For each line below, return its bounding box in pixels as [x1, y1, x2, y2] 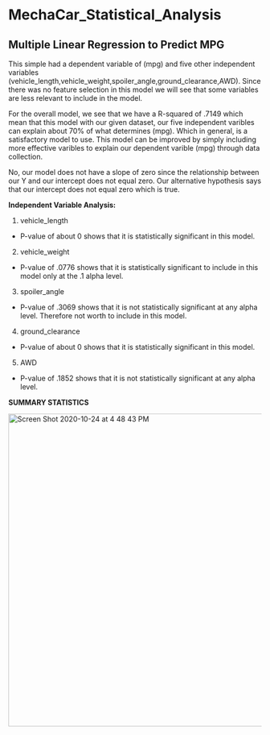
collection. [8, 152, 43, 161]
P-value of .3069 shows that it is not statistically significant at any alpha [19, 302, 258, 312]
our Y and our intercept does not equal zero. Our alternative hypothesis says [8, 176, 262, 185]
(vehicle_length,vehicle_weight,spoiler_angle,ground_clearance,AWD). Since [8, 77, 261, 85]
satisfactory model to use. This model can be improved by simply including [8, 135, 257, 144]
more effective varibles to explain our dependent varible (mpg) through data [8, 143, 260, 152]
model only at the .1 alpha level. [19, 272, 124, 280]
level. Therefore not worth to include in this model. [19, 311, 187, 320]
